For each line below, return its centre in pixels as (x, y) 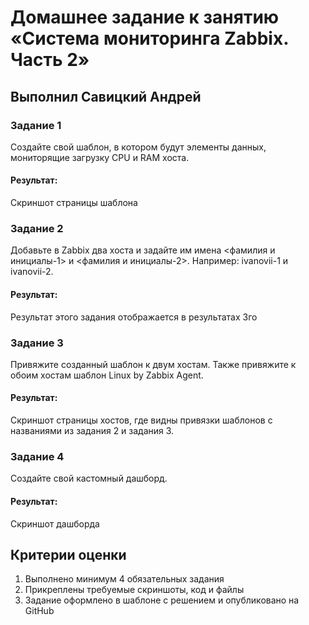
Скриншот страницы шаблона (74, 203)
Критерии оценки (68, 554)
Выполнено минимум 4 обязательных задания (124, 579)
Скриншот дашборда (55, 523)
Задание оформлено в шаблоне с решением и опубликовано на (162, 600)
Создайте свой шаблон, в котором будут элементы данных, (138, 147)
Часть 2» (50, 60)
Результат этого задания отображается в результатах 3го (134, 317)
